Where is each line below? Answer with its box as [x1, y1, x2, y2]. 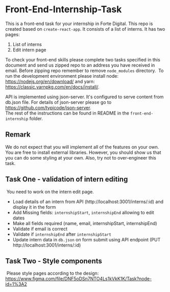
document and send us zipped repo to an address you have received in [5, 62, 155, 68]
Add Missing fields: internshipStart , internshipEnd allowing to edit [12, 209, 154, 215]
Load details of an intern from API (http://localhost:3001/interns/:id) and [12, 198, 163, 205]
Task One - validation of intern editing [5, 175, 128, 184]
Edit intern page [12, 47, 46, 53]
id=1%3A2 [5, 281, 27, 287]
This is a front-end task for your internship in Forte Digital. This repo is [5, 20, 153, 27]
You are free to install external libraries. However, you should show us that [5, 149, 162, 155]
